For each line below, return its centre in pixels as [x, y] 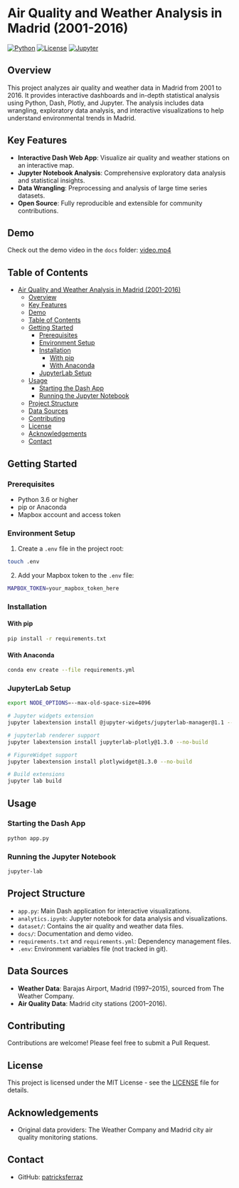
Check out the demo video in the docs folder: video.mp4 [90, 250]
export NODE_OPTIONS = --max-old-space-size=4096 [79, 703]
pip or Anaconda [42, 507]
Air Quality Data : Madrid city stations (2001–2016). [92, 1003]
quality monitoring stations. [58, 1137]
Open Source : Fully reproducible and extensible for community [110, 203]
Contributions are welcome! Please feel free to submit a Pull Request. [109, 1043]
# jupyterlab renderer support [54, 735]
